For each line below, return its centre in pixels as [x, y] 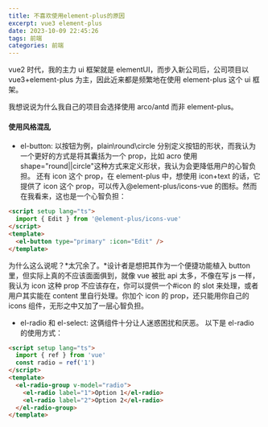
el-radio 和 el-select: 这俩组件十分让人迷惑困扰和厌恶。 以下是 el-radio [137, 322]
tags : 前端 [25, 38]
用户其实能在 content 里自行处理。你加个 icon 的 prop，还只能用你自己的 [129, 295]
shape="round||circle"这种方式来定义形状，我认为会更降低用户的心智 [134, 166]
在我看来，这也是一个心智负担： [73, 196]
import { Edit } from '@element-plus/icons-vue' [99, 219]
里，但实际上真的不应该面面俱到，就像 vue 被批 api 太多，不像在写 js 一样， [134, 275]
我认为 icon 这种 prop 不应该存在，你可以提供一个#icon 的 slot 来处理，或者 [134, 285]
